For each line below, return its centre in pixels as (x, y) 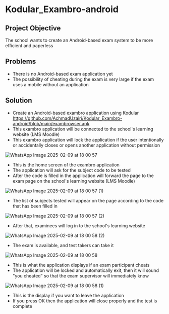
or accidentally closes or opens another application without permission (86, 145)
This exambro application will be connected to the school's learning (83, 129)
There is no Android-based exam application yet (63, 74)
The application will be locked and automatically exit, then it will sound (86, 270)
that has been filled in (35, 206)
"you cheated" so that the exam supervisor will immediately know (81, 275)
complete (22, 306)
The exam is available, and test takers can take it (63, 245)
